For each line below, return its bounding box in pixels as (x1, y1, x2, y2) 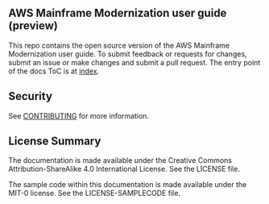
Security (8, 90, 52, 103)
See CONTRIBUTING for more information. (8, 110, 150, 120)
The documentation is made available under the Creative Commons (8, 156, 232, 165)
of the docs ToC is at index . (8, 66, 100, 76)
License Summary (8, 135, 101, 148)
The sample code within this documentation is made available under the (8, 180, 247, 189)
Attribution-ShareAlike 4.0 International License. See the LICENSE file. (8, 164, 240, 174)
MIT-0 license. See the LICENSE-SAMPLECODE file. (8, 189, 181, 198)
